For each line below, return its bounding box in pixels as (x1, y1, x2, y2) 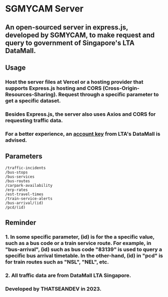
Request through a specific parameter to (58, 91, 159, 98)
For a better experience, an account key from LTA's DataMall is (5, 130, 160, 137)
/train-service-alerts (5, 196, 53, 201)
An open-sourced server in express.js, (5, 23, 128, 32)
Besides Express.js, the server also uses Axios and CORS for (5, 111, 156, 118)
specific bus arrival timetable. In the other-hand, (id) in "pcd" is (5, 252, 163, 259)
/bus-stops (5, 170, 28, 175)
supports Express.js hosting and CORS (5, 85, 102, 92)
